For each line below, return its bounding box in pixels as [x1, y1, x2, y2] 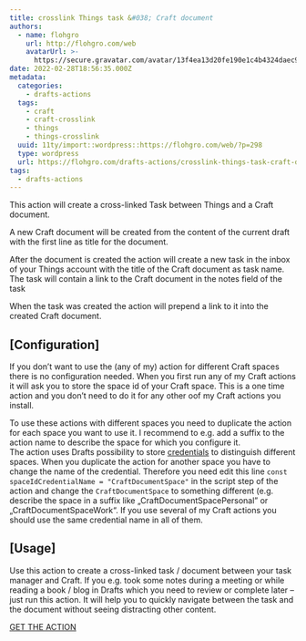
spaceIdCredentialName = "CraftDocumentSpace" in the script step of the [9, 476, 279, 487]
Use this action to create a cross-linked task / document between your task [9, 564, 292, 575]
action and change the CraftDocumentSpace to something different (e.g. [9, 485, 274, 497]
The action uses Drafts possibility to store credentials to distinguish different [9, 447, 296, 458]
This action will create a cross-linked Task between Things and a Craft [9, 200, 274, 211]
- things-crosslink [25, 132, 100, 141]
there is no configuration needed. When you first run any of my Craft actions [9, 371, 296, 382]
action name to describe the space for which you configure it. [9, 437, 241, 448]
